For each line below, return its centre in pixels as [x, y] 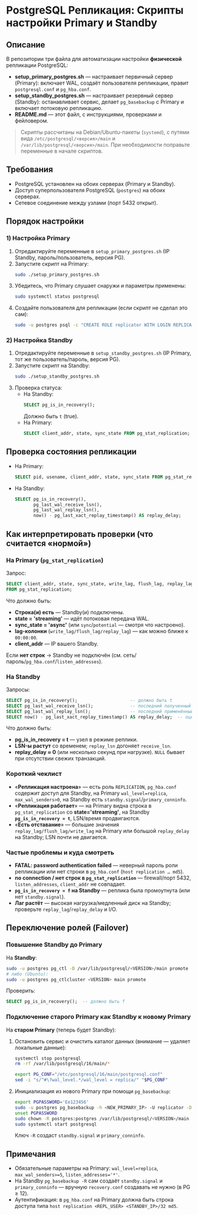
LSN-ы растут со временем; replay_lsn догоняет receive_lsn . [93, 746]
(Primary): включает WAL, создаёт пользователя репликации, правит [101, 83]
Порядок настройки [45, 222]
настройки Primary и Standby [82, 23]
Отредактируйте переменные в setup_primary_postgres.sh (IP [92, 251]
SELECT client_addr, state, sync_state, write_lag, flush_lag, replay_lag [100, 584]
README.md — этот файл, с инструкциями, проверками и [88, 114]
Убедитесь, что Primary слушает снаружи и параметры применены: [100, 286]
